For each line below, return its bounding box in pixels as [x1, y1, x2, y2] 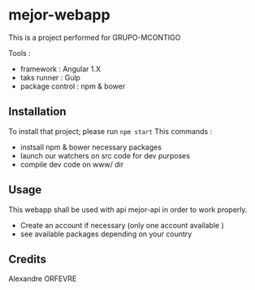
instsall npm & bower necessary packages [19, 142, 162, 152]
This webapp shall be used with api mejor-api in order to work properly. [8, 205, 248, 214]
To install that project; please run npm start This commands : [8, 126, 213, 136]
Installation [8, 105, 67, 119]
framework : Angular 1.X [19, 63, 102, 74]
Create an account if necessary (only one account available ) [19, 220, 225, 230]
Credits [8, 252, 47, 266]
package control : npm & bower [19, 81, 126, 91]
